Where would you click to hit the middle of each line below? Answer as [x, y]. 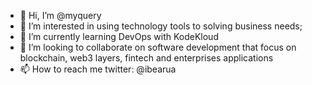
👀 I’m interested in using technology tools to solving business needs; [161, 26]
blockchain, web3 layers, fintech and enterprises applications [146, 58]
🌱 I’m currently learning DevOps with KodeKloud [119, 36]
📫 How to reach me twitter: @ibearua [98, 69]
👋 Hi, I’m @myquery [60, 15]
